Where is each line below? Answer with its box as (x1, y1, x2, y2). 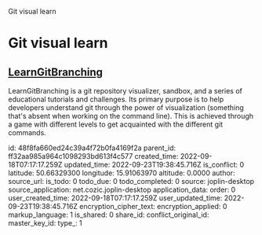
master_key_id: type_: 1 (8, 218, 82, 227)
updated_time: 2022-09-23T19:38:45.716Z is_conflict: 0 (64, 160, 245, 169)
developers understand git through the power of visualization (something (8, 103, 245, 112)
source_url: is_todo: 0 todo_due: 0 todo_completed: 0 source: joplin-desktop (8, 177, 255, 185)
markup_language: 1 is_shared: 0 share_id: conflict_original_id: (8, 210, 209, 219)
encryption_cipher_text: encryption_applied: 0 (79, 202, 227, 211)
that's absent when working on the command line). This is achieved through (8, 112, 253, 120)
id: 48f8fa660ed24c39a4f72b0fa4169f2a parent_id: (8, 143, 176, 152)
